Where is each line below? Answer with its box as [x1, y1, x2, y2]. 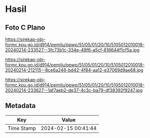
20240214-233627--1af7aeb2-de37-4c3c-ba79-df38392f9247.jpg [5, 87, 143, 93]
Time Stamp [7, 125, 36, 132]
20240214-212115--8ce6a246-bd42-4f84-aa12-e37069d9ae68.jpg [5, 67, 144, 73]
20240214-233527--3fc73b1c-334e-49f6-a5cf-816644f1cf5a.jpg [5, 47, 140, 53]
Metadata [5, 102, 36, 110]
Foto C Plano [5, 23, 45, 32]
